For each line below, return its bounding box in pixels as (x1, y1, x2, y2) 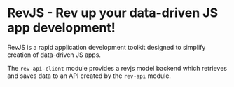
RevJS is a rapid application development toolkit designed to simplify (7, 43, 206, 51)
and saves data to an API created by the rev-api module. (7, 72, 172, 80)
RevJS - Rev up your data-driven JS (7, 5, 219, 21)
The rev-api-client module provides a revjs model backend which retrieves (7, 64, 228, 72)
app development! (7, 20, 116, 36)
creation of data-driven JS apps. (7, 51, 102, 59)
